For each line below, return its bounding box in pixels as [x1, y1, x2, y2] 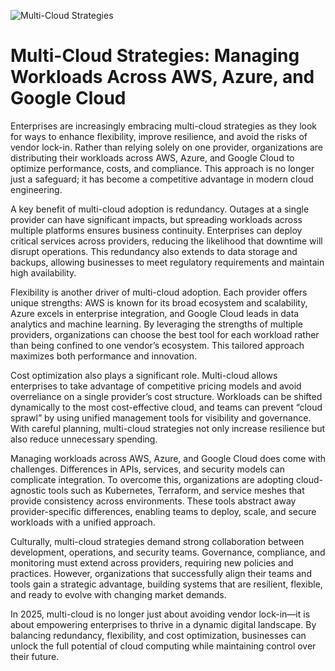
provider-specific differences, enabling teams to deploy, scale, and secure [10, 505, 317, 517]
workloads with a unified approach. [10, 516, 156, 528]
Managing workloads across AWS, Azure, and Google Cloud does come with [10, 452, 326, 464]
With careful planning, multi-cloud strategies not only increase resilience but [10, 422, 326, 434]
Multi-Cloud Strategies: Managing [10, 45, 300, 67]
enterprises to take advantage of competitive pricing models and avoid [10, 380, 302, 392]
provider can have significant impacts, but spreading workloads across [10, 213, 303, 225]
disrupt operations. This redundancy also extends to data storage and [10, 245, 298, 257]
